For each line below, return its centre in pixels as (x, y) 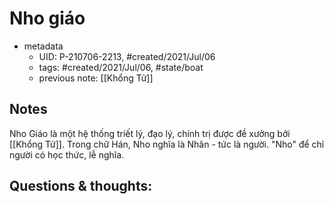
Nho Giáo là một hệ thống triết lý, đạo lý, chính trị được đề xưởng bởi (150, 133)
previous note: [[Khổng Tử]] (96, 78)
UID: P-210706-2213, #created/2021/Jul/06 (127, 56)
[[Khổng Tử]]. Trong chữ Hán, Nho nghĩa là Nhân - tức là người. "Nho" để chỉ (167, 144)
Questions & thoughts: (81, 186)
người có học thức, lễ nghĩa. (67, 154)
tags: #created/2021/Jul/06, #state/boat (121, 67)
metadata (43, 46)
